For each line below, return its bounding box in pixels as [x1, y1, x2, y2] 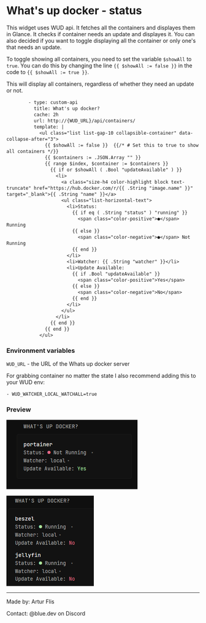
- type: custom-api [28, 99, 78, 105]
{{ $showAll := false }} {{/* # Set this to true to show [45, 142, 199, 148]
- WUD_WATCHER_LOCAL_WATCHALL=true [6, 391, 97, 398]
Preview [6, 406, 31, 414]
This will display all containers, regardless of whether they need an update [6, 80, 194, 88]
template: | [33, 124, 64, 130]
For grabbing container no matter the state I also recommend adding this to [6, 372, 196, 380]
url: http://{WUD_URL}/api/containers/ [33, 118, 136, 124]
